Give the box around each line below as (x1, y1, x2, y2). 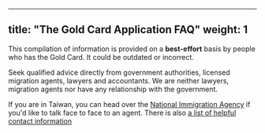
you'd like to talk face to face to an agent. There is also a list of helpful (8, 108, 237, 117)
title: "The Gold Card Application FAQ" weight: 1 (8, 23, 248, 36)
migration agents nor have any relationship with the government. (8, 84, 218, 94)
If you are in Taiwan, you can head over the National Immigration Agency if (8, 99, 251, 109)
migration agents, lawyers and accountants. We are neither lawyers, (8, 76, 230, 85)
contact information (8, 116, 73, 126)
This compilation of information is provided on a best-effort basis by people (8, 44, 256, 54)
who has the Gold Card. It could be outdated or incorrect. (8, 52, 195, 61)
